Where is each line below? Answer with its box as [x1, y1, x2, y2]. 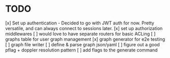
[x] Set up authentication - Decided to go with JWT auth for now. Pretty [5, 20, 155, 26]
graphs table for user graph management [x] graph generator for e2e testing [5, 36, 165, 42]
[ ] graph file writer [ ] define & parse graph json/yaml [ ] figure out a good [5, 41, 160, 47]
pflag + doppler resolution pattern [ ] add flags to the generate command [5, 47, 158, 53]
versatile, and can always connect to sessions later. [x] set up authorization [5, 25, 163, 31]
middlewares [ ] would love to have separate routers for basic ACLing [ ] [5, 31, 156, 37]
